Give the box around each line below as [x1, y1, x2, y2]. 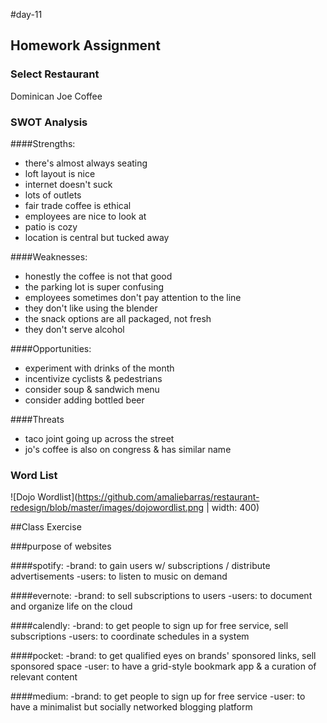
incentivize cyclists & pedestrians [24, 372, 163, 384]
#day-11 [10, 9, 43, 20]
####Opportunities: [10, 342, 92, 354]
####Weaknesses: [10, 250, 88, 263]
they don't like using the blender [24, 302, 158, 314]
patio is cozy [24, 220, 78, 233]
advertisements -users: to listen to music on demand [10, 570, 228, 583]
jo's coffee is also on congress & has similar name [24, 443, 232, 455]
